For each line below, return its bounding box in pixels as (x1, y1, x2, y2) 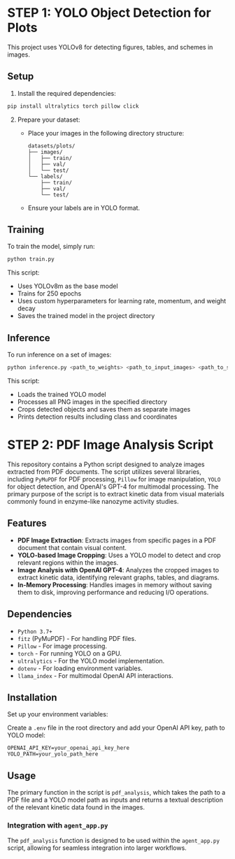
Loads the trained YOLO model (17, 390, 106, 398)
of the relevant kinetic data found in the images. (7, 803, 145, 811)
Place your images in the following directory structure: (27, 129, 185, 137)
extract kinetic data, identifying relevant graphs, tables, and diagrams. (17, 573, 220, 582)
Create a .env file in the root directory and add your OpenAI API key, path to (7, 723, 225, 732)
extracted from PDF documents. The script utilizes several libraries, (7, 467, 201, 476)
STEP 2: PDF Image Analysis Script (7, 437, 214, 453)
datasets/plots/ (27, 142, 76, 150)
